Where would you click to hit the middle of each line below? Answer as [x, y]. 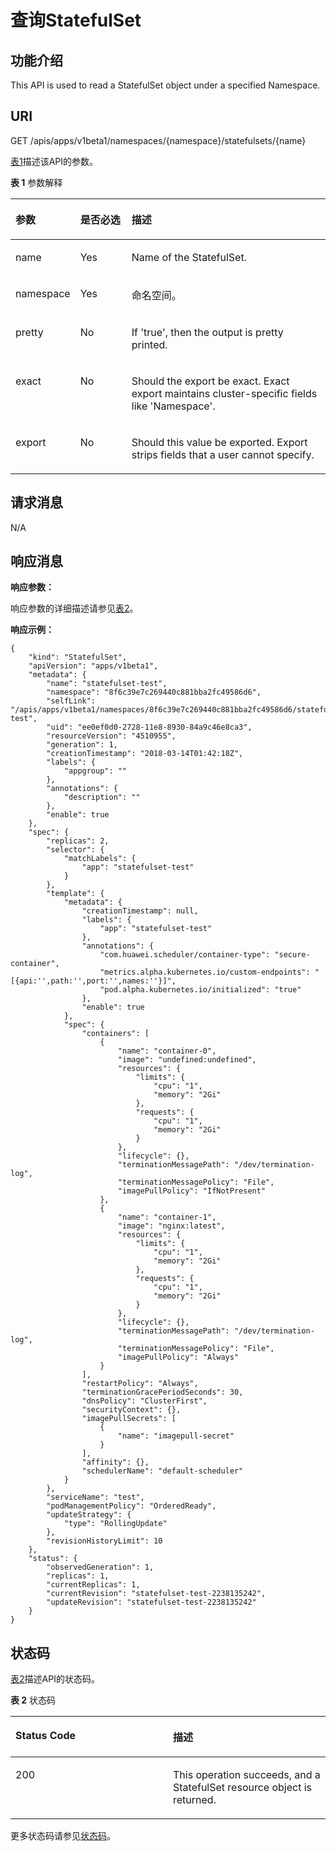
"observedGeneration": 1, [100, 1567]
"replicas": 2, [78, 841]
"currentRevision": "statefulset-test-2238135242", [156, 1594]
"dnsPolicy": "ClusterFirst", [144, 1401]
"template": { [75, 894]
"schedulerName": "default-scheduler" [162, 1471]
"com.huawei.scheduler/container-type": [185, 955]
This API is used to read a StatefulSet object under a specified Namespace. [165, 85]
